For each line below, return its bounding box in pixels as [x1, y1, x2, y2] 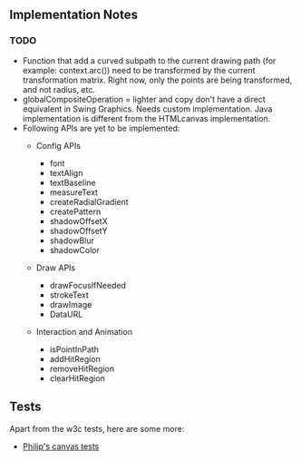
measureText [49, 186, 98, 198]
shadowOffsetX [49, 215, 108, 226]
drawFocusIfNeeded [49, 280, 127, 290]
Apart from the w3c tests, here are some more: [9, 423, 185, 434]
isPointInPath [49, 344, 100, 355]
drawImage [49, 299, 92, 309]
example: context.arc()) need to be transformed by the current [22, 64, 256, 75]
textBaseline [49, 177, 96, 188]
